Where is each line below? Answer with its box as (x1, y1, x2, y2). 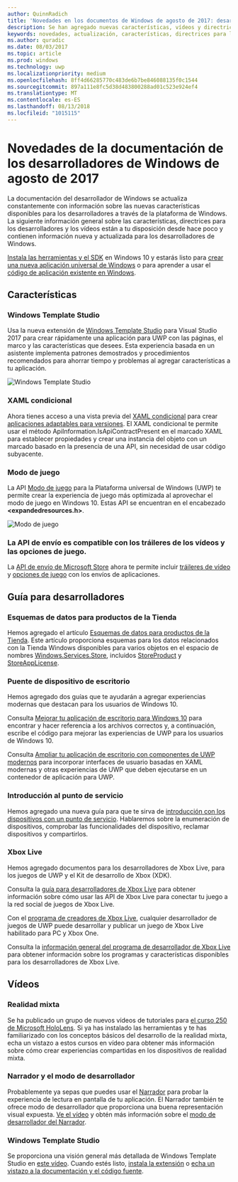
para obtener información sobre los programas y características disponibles (7, 950, 229, 959)
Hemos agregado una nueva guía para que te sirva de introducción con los (7, 806, 225, 815)
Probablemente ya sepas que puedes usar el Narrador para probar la (7, 1087, 209, 1096)
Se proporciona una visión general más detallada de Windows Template (7, 1151, 217, 1160)
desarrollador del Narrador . (7, 1117, 87, 1126)
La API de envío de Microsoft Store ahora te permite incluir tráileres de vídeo (7, 563, 231, 571)
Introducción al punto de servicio (7, 791, 124, 801)
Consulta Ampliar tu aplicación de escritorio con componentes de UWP (7, 750, 215, 759)
